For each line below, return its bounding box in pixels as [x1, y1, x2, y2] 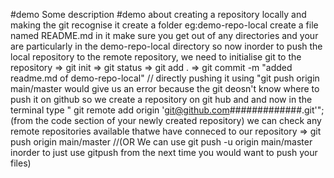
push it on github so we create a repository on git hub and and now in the [10, 94, 313, 105]
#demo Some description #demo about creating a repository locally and [10, 9, 307, 20]
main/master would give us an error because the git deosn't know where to [10, 83, 320, 94]
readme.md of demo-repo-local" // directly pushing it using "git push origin [10, 72, 320, 84]
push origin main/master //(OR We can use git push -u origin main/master [10, 136, 313, 148]
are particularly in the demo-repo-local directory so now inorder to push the [10, 40, 323, 52]
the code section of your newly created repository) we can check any [34, 115, 322, 126]
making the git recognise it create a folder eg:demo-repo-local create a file [10, 19, 319, 31]
